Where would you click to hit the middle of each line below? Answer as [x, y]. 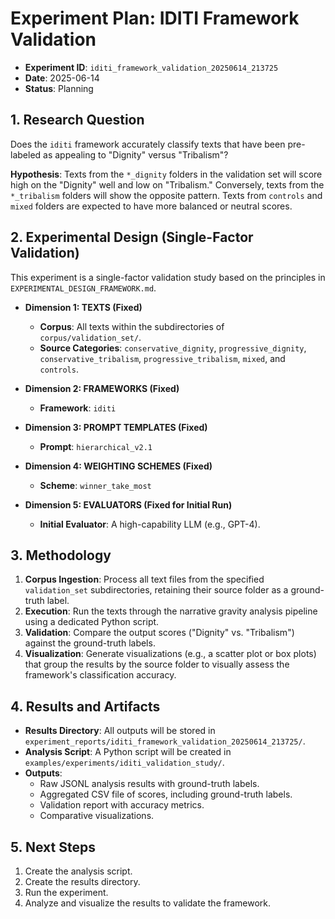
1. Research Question [77, 120]
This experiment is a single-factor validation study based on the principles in [168, 277]
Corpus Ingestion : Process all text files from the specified [144, 579]
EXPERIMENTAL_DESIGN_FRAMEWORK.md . [83, 288]
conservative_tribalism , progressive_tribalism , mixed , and [162, 358]
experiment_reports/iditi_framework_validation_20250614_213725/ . [165, 741]
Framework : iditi [78, 408]
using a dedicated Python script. [92, 622]
